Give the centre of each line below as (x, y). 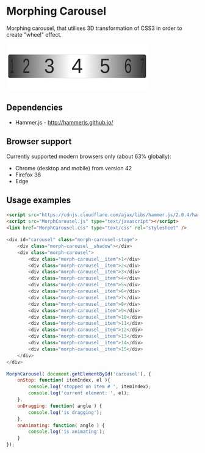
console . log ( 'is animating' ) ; (67, 432)
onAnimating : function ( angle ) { (61, 426)
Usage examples (39, 200)
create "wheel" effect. (34, 34)
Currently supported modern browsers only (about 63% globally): (89, 156)
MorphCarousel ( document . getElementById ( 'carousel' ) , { (79, 374)
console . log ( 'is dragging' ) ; (65, 412)
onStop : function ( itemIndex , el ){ (64, 380)
